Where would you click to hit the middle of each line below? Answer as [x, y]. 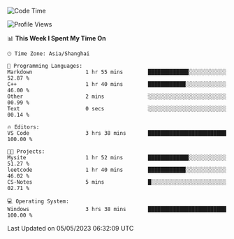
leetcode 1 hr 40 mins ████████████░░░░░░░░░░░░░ [117, 170]
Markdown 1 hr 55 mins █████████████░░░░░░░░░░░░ [117, 72]
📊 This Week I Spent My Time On [57, 38]
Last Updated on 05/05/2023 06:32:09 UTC [71, 228]
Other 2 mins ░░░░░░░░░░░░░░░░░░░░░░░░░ [117, 96]
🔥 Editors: [23, 127]
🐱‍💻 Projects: [26, 152]
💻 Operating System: [38, 201]
